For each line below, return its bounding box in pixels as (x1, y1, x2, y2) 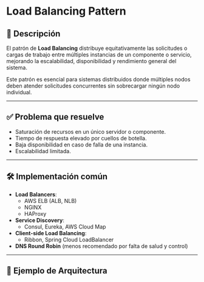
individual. (6, 89, 32, 95)
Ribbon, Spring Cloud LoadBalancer (24, 236, 114, 243)
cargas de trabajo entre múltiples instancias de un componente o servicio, (6, 51, 192, 58)
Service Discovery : (15, 216, 65, 224)
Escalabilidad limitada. (15, 147, 71, 154)
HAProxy (24, 210, 47, 217)
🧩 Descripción (6, 29, 61, 39)
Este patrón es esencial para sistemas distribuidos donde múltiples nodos (6, 76, 191, 83)
